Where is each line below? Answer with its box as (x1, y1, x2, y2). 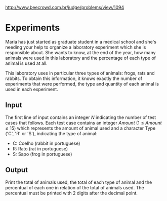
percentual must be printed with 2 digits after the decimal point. (5, 190, 138, 196)
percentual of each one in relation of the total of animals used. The (5, 184, 144, 190)
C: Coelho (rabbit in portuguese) (12, 140, 80, 146)
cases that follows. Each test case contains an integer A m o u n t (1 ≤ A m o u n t (5, 119, 162, 126)
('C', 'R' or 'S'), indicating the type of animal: (5, 130, 98, 136)
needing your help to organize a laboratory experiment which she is (5, 44, 146, 50)
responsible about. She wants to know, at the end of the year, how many (5, 49, 156, 55)
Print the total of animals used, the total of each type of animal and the (5, 179, 152, 185)
